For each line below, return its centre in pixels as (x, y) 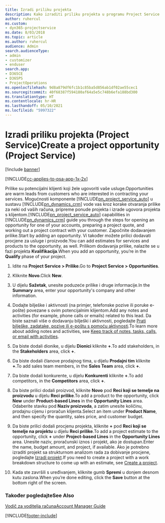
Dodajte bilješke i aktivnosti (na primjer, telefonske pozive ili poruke (81, 305)
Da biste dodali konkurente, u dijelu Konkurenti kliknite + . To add (77, 375)
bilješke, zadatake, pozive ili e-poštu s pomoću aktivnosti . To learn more (85, 326)
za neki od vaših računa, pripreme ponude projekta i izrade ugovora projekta (83, 209)
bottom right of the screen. (40, 483)
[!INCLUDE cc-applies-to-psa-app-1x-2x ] (47, 179)
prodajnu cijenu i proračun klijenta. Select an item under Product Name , (84, 411)
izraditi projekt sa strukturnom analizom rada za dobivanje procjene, (81, 452)
